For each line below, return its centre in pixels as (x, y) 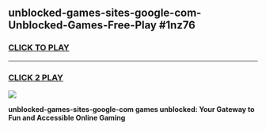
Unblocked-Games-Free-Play (82, 26)
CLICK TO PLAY (39, 48)
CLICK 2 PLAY (36, 77)
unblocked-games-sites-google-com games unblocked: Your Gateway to (131, 109)
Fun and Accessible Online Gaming (67, 117)
